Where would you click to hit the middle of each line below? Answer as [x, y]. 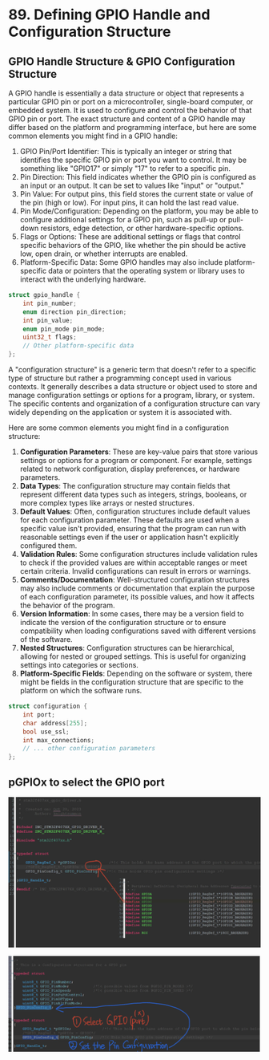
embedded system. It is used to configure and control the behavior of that [130, 110]
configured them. [48, 546]
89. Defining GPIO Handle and [109, 15]
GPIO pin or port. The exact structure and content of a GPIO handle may [127, 119]
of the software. [46, 639]
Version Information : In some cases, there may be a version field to [132, 614]
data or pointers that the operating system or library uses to [147, 271]
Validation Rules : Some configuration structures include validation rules [139, 554]
